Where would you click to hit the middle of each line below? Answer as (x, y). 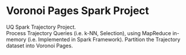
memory (16, 39)
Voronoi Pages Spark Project (78, 11)
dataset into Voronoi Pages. (40, 46)
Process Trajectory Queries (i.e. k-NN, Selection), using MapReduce (89, 33)
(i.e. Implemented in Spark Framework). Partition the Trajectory (104, 39)
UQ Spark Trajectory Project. (41, 27)
